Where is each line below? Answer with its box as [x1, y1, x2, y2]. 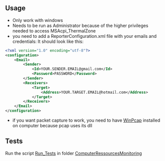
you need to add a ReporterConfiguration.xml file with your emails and [12, 33, 157, 39]
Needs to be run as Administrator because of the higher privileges [12, 22, 149, 28]
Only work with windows [12, 17, 63, 23]
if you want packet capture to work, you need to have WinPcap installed [12, 117, 161, 124]
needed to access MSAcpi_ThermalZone [12, 27, 96, 34]
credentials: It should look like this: [12, 38, 84, 44]
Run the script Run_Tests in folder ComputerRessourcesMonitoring [5, 150, 142, 156]
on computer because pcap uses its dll [12, 123, 92, 129]
